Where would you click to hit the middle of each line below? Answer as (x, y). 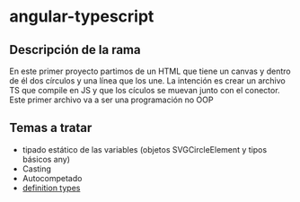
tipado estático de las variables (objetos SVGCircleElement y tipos (145, 149)
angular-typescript (82, 17)
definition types (51, 188)
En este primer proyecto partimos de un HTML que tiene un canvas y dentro (150, 71)
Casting (37, 169)
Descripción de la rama (75, 50)
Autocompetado (52, 178)
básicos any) (46, 159)
